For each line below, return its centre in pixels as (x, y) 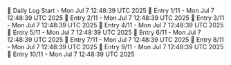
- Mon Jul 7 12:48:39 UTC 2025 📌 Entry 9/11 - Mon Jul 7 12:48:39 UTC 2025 (115, 47)
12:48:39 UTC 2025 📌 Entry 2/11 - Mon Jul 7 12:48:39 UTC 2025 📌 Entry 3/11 (116, 18)
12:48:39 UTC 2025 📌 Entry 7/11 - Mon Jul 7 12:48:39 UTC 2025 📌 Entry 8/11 (116, 40)
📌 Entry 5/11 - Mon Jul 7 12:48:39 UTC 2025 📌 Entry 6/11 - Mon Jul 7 (104, 32)
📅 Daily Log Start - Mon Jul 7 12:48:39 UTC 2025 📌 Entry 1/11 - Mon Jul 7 (111, 11)
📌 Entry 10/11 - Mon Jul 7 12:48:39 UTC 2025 (71, 54)
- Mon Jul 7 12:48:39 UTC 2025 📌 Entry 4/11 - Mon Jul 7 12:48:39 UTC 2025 (115, 25)
